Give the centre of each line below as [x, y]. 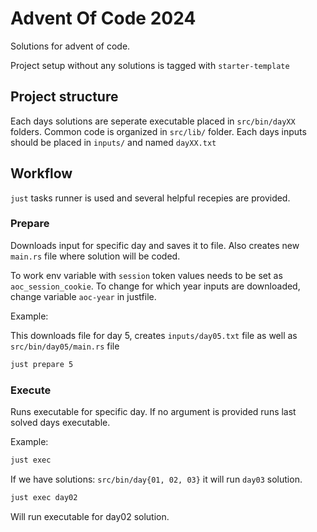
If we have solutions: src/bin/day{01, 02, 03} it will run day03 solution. [156, 479]
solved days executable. [60, 423]
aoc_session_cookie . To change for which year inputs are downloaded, [155, 286]
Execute [31, 390]
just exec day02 [44, 497]
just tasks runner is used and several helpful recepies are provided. [150, 198]
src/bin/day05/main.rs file [65, 346]
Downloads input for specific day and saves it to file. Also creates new [155, 245]
